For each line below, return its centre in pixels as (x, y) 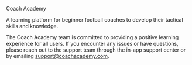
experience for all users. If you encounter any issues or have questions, (92, 44)
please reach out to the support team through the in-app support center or (96, 50)
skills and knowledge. (32, 26)
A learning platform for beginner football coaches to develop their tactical (95, 20)
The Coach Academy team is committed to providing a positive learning (92, 37)
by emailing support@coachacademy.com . (58, 56)
